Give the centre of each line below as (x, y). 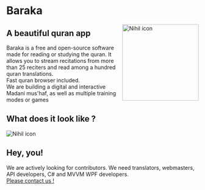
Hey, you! (25, 153)
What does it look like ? (51, 119)
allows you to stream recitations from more (60, 61)
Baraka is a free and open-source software (60, 48)
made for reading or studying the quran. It (59, 54)
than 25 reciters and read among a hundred (61, 67)
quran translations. (30, 74)
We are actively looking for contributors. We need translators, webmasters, (100, 167)
